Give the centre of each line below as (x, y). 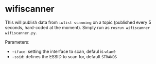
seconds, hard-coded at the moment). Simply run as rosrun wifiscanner (78, 27)
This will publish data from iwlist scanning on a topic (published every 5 (78, 22)
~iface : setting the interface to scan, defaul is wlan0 (64, 51)
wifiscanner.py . (21, 32)
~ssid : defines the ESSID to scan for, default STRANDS (64, 56)
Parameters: (17, 42)
